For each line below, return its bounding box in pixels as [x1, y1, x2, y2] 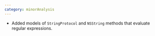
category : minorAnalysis [4, 7, 55, 12]
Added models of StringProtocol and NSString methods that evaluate [11, 20, 150, 26]
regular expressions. [11, 25, 53, 31]
